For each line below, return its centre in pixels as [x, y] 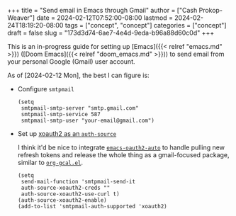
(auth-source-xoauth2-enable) [62, 200]
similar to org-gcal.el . [50, 163]
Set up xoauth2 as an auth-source [67, 133]
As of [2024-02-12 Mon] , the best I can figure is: [79, 75]
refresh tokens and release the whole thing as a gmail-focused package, [123, 155]
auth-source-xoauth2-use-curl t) [70, 194]
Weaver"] [21, 18]
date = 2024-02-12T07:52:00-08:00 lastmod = [105, 18]
